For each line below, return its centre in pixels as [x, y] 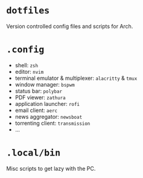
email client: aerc [36, 110]
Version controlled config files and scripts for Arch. [70, 26]
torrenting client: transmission [52, 123]
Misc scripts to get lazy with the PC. [51, 168]
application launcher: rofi [47, 104]
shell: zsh [26, 65]
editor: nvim [29, 71]
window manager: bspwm [45, 84]
